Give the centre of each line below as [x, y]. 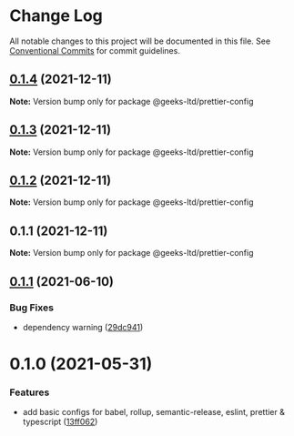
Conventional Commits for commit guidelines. [95, 50]
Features [30, 392]
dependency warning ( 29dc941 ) [83, 327]
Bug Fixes [32, 308]
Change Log [56, 16]
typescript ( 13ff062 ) [60, 422]
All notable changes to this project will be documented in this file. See [140, 41]
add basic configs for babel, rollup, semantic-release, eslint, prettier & [153, 412]
